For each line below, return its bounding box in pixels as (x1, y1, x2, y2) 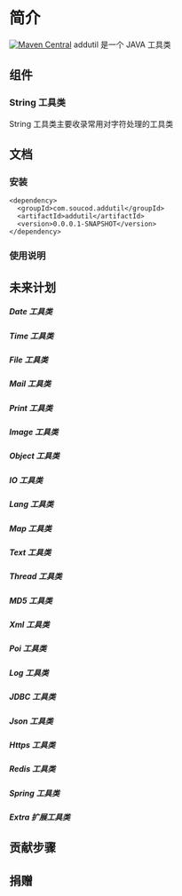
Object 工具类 (9, 450, 60, 462)
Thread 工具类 (9, 571, 62, 582)
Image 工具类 (9, 427, 59, 438)
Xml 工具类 (9, 619, 51, 630)
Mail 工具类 (9, 378, 51, 389)
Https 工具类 (9, 739, 56, 750)
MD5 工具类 (9, 595, 53, 606)
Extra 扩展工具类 (9, 812, 71, 822)
